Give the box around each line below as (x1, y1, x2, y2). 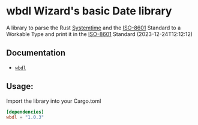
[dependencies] (6, 109, 44, 115)
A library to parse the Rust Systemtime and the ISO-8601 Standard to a (6, 24, 181, 31)
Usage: (6, 81, 34, 91)
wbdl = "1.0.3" (6, 114, 44, 121)
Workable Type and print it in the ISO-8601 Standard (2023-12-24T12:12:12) (6, 30, 193, 37)
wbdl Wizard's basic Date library (6, 4, 172, 18)
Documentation (6, 48, 66, 58)
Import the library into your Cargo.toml (6, 97, 101, 105)
